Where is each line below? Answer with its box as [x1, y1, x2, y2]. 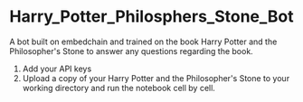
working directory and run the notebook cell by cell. [22, 82, 215, 93]
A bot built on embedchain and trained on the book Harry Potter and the [9, 36, 278, 47]
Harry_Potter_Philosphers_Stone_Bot [9, 6, 294, 27]
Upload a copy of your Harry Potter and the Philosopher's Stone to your [22, 72, 290, 83]
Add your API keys [22, 63, 92, 74]
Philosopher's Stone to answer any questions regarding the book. [9, 45, 253, 56]
